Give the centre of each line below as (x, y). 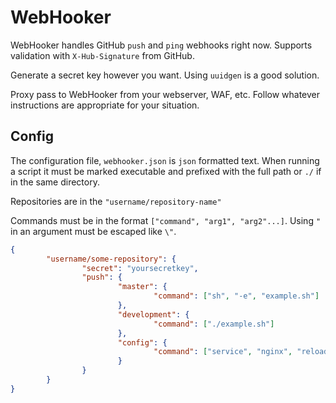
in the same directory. (55, 182)
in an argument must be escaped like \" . (93, 231)
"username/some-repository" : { (111, 259)
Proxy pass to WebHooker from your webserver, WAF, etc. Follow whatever (165, 94)
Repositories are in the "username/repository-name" (116, 201)
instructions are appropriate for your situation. (105, 105)
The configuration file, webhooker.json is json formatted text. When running (165, 160)
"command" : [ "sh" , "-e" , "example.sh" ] (236, 296)
